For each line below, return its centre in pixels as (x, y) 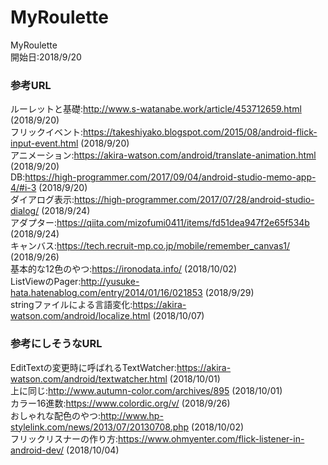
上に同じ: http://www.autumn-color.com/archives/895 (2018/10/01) (146, 390)
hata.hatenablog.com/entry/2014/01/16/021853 (106, 293)
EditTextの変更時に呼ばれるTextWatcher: (94, 367)
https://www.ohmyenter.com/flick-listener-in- (211, 438)
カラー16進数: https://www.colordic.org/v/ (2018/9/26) (120, 403)
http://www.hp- (132, 415)
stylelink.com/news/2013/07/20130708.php (100, 427)
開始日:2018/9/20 (46, 57)
